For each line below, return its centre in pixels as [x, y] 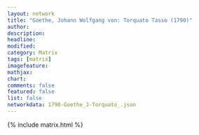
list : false [25, 99]
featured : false [31, 92]
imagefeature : [28, 66]
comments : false [31, 85]
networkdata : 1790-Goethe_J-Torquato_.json [72, 105]
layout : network [31, 14]
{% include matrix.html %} [45, 125]
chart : [17, 79]
